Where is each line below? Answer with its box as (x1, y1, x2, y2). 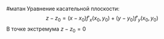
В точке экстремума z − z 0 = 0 (6, 25, 86, 34)
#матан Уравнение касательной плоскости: (6, 5, 120, 12)
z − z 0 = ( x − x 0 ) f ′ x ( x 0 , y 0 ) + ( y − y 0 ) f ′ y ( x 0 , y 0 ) (45, 14, 159, 23)
